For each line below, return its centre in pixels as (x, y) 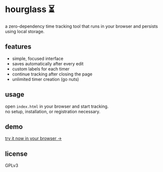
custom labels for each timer (41, 69)
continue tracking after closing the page (52, 74)
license (16, 154)
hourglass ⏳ (30, 10)
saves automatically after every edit (48, 63)
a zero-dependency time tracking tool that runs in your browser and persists (81, 26)
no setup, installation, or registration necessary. (53, 111)
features (18, 47)
